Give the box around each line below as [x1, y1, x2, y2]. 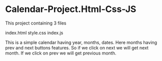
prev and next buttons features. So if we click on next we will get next [5, 44, 149, 50]
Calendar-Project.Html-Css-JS [5, 3, 136, 15]
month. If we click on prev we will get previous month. [5, 50, 116, 56]
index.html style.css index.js [5, 29, 63, 35]
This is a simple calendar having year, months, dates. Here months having [5, 39, 157, 45]
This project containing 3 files [5, 20, 66, 26]
